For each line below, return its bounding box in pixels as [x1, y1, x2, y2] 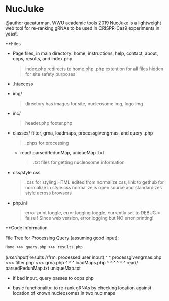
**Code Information [5, 224, 48, 231]
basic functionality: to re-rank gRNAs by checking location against [12, 285, 152, 291]
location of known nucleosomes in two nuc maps [12, 290, 115, 296]
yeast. [5, 30, 18, 37]
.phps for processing [25, 140, 69, 146]
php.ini [12, 199, 27, 206]
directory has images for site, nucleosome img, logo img [25, 100, 143, 107]
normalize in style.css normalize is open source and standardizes [25, 184, 162, 190]
